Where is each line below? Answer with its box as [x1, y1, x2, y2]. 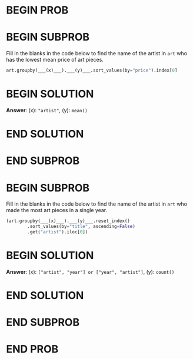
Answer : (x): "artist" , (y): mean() [6, 106, 88, 113]
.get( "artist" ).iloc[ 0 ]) [27, 229, 88, 235]
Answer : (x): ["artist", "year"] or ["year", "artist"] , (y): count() [6, 268, 175, 275]
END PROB [6, 343, 59, 356]
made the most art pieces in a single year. [6, 207, 108, 214]
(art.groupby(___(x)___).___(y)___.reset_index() [6, 218, 131, 224]
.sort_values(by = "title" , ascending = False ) [27, 224, 135, 230]
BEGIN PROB [6, 4, 69, 17]
